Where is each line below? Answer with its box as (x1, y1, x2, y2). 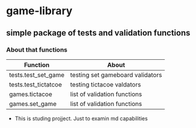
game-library (6, 4, 73, 18)
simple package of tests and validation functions (6, 28, 191, 38)
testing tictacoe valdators (70, 80, 141, 88)
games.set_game (9, 100, 57, 108)
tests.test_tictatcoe (9, 80, 62, 88)
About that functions (6, 46, 68, 54)
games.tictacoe (9, 90, 52, 98)
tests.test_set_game (9, 71, 65, 79)
